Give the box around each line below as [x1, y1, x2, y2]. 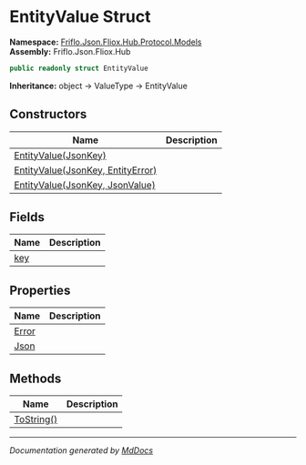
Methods [9, 370, 62, 386]
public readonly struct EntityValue [9, 64, 148, 73]
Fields [9, 209, 46, 225]
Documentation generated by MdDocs [9, 445, 153, 456]
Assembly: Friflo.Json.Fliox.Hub [9, 45, 131, 56]
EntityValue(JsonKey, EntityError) [14, 164, 158, 177]
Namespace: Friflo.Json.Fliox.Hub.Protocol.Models [9, 36, 202, 47]
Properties [9, 282, 71, 298]
